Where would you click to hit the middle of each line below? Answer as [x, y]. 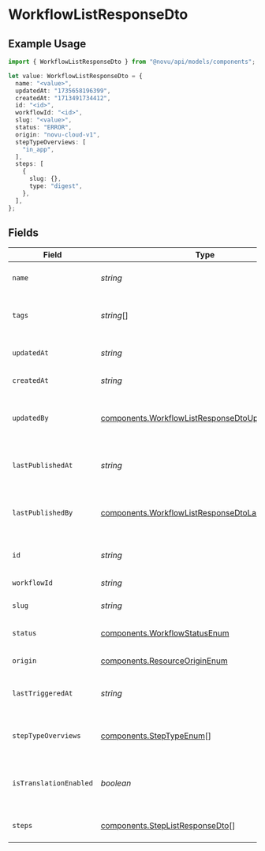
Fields [24, 232]
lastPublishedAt [43, 466]
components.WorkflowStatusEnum [165, 633]
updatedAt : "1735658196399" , [63, 91]
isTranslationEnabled [52, 784]
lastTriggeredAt [43, 694]
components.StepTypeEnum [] [156, 736]
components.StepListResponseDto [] [168, 826]
